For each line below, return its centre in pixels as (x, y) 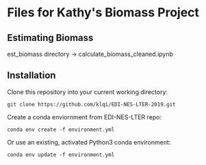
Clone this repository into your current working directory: (88, 92)
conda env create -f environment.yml (61, 130)
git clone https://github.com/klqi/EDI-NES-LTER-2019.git (91, 104)
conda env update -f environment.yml (61, 155)
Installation (31, 75)
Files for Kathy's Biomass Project (103, 13)
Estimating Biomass (50, 38)
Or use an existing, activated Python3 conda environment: (89, 142)
